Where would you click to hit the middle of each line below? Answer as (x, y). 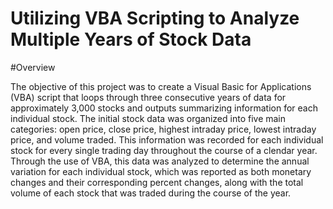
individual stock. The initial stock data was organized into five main (148, 118)
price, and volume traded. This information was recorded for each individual (167, 139)
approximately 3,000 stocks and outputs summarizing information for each (164, 108)
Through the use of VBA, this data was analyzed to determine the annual (160, 161)
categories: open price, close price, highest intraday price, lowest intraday (163, 129)
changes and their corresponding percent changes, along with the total (157, 182)
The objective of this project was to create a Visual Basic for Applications (161, 86)
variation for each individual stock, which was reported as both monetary (161, 171)
